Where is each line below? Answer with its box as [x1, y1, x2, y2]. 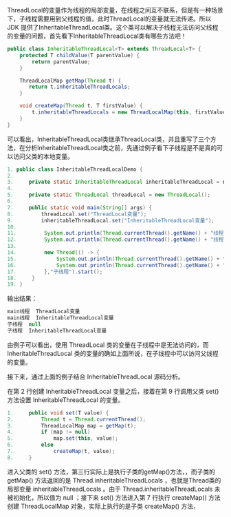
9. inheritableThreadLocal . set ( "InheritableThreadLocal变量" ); [7, 217, 214, 224]
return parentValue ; [32, 58, 91, 65]
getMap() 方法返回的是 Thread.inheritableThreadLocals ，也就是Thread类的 [7, 476, 221, 484]
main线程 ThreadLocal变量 [7, 308, 80, 315]
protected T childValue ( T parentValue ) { [19, 52, 140, 59]
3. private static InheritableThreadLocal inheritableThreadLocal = [7, 178, 220, 186]
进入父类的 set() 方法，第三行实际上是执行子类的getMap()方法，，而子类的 [7, 467, 215, 476]
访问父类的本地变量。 [12, 152, 74, 160]
